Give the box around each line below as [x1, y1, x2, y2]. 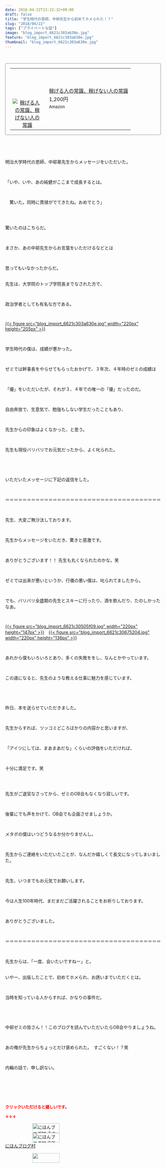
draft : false [5, 12, 32, 17]
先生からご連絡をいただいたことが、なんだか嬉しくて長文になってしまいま [5, 851, 157, 857]
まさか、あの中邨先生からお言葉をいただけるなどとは [5, 244, 114, 251]
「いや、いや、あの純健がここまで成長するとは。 [5, 179, 105, 185]
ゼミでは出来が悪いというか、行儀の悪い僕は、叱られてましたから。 [5, 577, 143, 583]
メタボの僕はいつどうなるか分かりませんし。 [5, 831, 96, 837]
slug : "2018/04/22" [5, 21, 45, 26]
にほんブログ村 [5, 1143, 36, 1149]
